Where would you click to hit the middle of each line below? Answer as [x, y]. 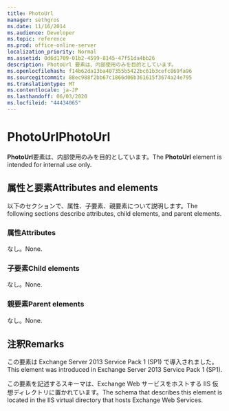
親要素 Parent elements [46, 304]
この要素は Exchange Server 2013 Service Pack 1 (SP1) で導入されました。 [112, 362]
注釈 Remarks [36, 344]
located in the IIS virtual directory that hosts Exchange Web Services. [105, 400]
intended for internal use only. [50, 164]
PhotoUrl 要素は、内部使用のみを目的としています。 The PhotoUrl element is [115, 157]
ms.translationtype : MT [41, 84]
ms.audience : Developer [41, 33]
